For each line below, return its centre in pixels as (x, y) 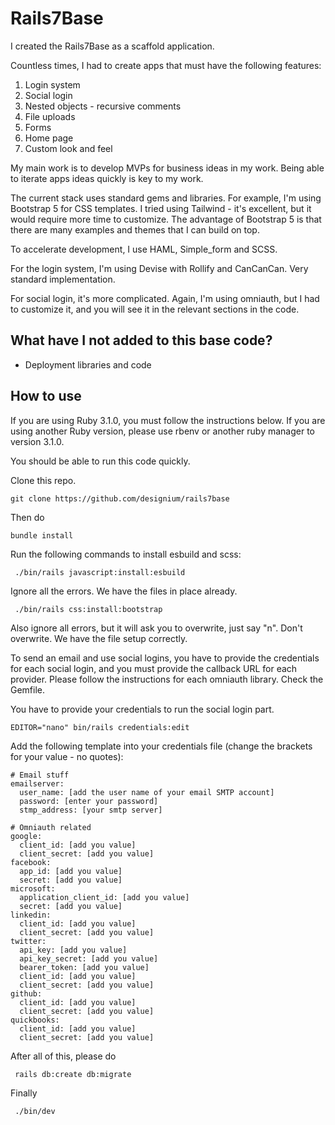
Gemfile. (28, 689)
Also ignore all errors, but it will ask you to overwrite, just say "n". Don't (156, 628)
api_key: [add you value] (73, 950)
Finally (24, 1093)
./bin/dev (35, 1111)
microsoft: (33, 888)
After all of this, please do (63, 1056)
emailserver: (37, 783)
